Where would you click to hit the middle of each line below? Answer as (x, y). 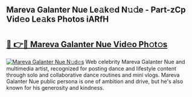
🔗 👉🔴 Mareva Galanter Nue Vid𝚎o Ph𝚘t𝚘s (87, 44)
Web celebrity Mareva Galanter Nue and (135, 62)
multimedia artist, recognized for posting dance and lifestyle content (91, 68)
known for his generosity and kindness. (55, 88)
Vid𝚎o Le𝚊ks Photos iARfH (58, 20)
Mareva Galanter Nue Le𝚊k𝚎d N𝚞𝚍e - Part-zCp (96, 10)
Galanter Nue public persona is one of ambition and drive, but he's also (95, 81)
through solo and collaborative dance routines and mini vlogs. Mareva (93, 75)
